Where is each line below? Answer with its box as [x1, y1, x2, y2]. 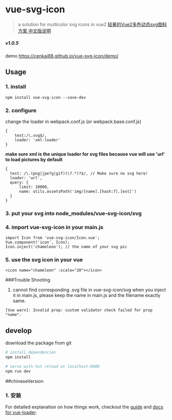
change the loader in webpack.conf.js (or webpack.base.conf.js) [5, 118, 142, 125]
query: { [10, 180, 29, 185]
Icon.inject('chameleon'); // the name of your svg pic [5, 244, 127, 250]
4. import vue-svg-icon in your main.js [5, 223, 104, 231]
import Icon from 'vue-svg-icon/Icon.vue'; [5, 235, 100, 240]
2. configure [5, 107, 37, 114]
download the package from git [5, 340, 72, 346]
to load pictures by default [5, 156, 63, 163]
